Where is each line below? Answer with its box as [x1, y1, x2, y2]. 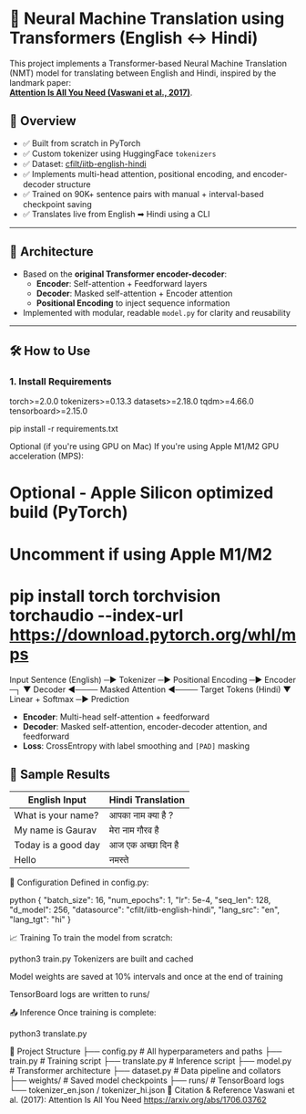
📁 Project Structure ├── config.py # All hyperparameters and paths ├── [9, 1046, 282, 1057]
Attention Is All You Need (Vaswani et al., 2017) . [9, 87, 193, 98]
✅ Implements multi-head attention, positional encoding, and [22, 168, 251, 179]
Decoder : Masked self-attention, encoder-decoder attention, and [22, 720, 268, 731]
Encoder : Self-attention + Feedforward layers [36, 278, 208, 289]
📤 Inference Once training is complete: [9, 1007, 157, 1018]
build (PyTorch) [9, 502, 129, 523]
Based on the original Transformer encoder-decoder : [22, 268, 228, 279]
